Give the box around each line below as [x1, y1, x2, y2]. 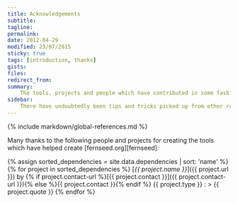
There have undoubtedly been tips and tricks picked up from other [20, 103, 223, 110]
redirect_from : [7, 76, 52, 84]
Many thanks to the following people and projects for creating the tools [7, 136, 215, 144]
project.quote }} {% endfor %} [7, 187, 96, 196]
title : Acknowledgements [7, 10, 81, 18]
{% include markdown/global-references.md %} [7, 122, 148, 131]
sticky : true [7, 50, 46, 57]
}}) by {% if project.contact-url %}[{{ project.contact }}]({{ [7, 172, 178, 181]
